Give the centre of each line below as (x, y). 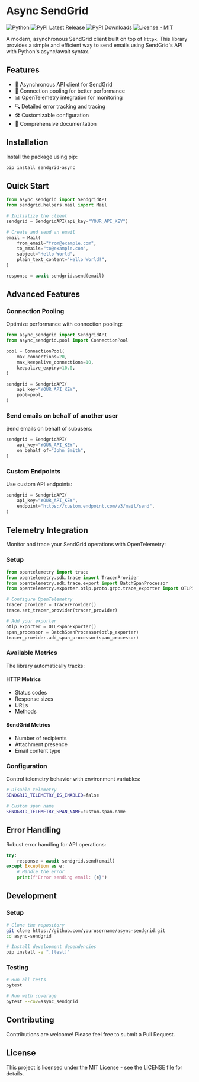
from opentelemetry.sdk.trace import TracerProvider (73, 577)
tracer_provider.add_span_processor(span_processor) (73, 638)
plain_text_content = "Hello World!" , (62, 260)
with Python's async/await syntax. (48, 51)
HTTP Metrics (24, 679)
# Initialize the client (37, 216)
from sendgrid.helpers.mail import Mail (57, 205)
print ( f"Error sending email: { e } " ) (62, 877)
